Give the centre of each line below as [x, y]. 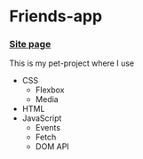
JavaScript [42, 118]
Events [48, 128]
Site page [30, 44]
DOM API [52, 147]
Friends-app [56, 16]
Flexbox [50, 90]
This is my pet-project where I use [72, 63]
